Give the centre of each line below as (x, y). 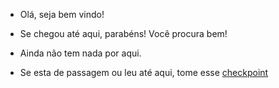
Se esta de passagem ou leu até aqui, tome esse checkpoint (144, 72)
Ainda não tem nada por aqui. (80, 53)
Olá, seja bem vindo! (62, 14)
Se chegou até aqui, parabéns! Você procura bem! (123, 33)
